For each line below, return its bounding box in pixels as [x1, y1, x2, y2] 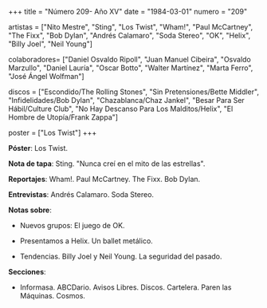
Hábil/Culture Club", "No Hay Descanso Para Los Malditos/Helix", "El [8, 104, 234, 113]
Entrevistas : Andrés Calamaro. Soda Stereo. [8, 190, 154, 199]
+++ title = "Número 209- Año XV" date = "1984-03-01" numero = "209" [8, 7, 248, 16]
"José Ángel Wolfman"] [8, 72, 85, 81]
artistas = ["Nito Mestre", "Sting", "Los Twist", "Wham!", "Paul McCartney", [8, 22, 253, 31]
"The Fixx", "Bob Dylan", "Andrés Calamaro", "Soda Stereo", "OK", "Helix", [8, 31, 251, 40]
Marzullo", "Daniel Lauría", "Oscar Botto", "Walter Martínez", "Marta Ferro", [8, 63, 253, 73]
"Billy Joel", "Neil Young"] [8, 39, 93, 49]
